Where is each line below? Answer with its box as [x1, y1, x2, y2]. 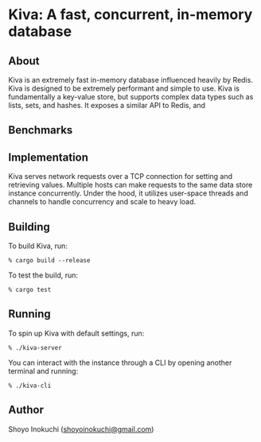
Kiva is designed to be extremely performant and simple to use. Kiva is [8, 83, 240, 93]
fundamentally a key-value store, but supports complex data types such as [8, 92, 254, 101]
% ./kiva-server [8, 343, 62, 351]
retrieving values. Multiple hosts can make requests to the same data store [8, 180, 253, 190]
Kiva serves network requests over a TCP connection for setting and [8, 172, 233, 181]
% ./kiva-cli [8, 382, 52, 390]
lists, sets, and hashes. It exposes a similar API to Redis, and [8, 101, 205, 110]
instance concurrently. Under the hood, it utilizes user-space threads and [8, 188, 248, 198]
